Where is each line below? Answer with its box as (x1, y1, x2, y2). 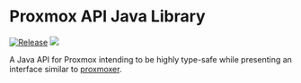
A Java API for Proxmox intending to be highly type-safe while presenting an (9, 54, 292, 64)
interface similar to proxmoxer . (9, 63, 122, 74)
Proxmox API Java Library (9, 6, 206, 27)
